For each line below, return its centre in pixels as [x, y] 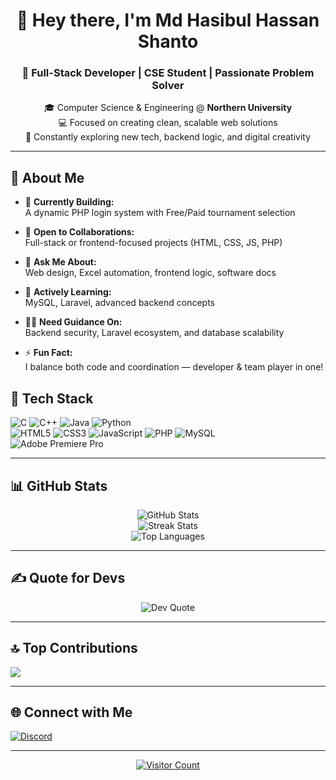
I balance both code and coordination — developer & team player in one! [174, 367]
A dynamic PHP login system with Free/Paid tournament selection [160, 213]
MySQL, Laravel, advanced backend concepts [119, 303]
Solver [168, 86]
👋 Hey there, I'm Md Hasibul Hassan [168, 20]
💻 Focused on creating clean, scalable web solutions [168, 123]
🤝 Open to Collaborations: [79, 232]
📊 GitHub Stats [59, 485]
